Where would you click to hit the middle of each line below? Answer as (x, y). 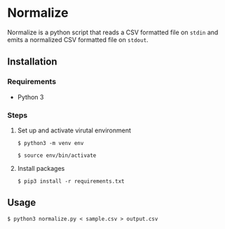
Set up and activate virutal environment (74, 130)
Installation (32, 62)
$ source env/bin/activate (57, 155)
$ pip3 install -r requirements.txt (71, 181)
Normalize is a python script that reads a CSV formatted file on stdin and (113, 32)
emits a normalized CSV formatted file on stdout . (78, 39)
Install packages (41, 168)
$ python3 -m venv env (50, 143)
